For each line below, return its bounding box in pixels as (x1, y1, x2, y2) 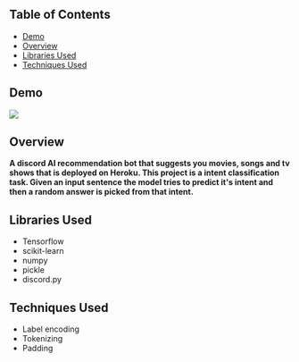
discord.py (21, 274, 62, 285)
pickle (21, 265, 45, 275)
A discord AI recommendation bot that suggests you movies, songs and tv (9, 158, 290, 169)
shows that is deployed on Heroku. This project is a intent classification (9, 167, 279, 178)
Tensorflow (21, 236, 64, 247)
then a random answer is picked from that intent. (9, 187, 194, 198)
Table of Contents (9, 7, 112, 22)
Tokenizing (21, 333, 63, 344)
